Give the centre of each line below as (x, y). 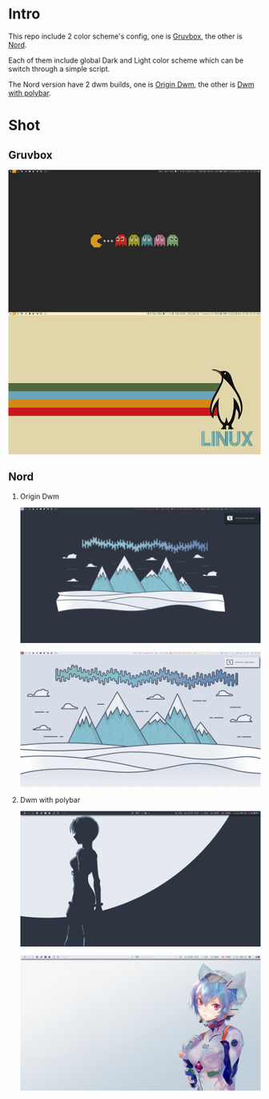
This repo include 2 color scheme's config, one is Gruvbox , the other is (125, 36)
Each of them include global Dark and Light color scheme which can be (126, 60)
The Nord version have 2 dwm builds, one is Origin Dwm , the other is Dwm (131, 84)
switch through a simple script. (59, 68)
